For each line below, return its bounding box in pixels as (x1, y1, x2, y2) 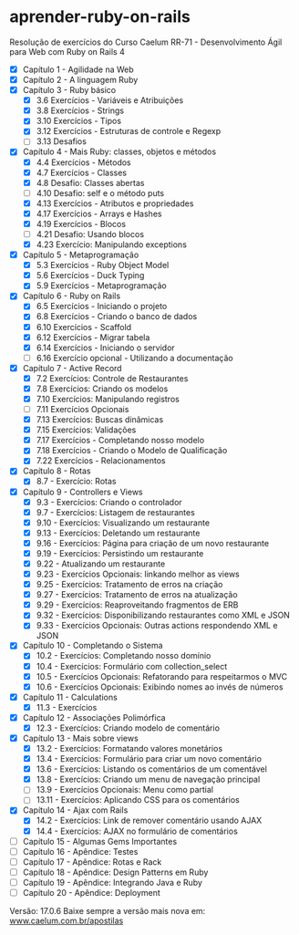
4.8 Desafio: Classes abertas (36, 177, 145, 188)
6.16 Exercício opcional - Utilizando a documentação (36, 352, 234, 363)
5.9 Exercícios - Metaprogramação (36, 280, 167, 291)
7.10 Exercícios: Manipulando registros (36, 393, 180, 404)
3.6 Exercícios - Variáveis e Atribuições (36, 95, 184, 106)
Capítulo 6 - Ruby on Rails (22, 290, 121, 302)
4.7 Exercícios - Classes (36, 167, 128, 178)
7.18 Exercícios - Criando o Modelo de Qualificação (36, 445, 228, 456)
